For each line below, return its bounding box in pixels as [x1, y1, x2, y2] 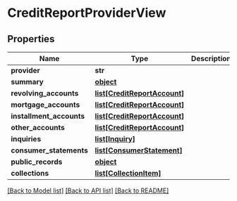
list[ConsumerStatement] [95, 145, 183, 155]
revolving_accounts [11, 89, 79, 98]
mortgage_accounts [11, 100, 80, 110]
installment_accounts [11, 111, 85, 121]
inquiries [11, 134, 42, 143]
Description [190, 54, 231, 63]
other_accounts [11, 123, 65, 132]
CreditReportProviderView [7, 5, 166, 21]
